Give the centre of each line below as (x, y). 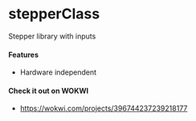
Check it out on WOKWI (49, 91)
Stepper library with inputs (52, 36)
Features (23, 54)
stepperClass (54, 14)
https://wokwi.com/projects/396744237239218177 (104, 108)
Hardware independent (58, 72)
